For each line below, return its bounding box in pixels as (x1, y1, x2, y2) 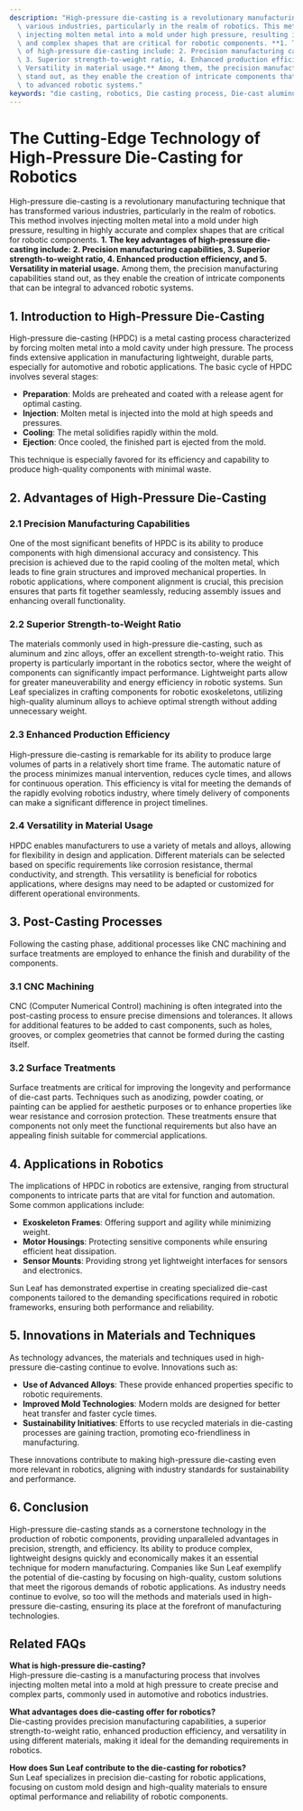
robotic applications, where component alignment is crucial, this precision (9, 576, 284, 587)
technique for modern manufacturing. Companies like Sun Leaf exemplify (9, 1561, 282, 1573)
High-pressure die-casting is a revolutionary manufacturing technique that (9, 196, 286, 207)
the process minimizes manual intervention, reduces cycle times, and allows (9, 768, 292, 778)
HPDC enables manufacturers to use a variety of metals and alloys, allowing (9, 840, 291, 851)
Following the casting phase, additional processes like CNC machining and (9, 938, 287, 949)
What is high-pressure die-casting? (9, 1660, 146, 1671)
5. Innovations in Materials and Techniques (9, 1328, 256, 1344)
